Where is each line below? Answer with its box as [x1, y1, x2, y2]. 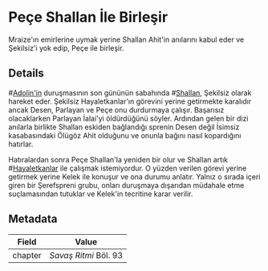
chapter [12, 249, 42, 261]
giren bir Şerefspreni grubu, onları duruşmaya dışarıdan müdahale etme [8, 180, 245, 190]
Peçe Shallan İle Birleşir [8, 8, 169, 27]
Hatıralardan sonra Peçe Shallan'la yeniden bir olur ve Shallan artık [8, 154, 229, 164]
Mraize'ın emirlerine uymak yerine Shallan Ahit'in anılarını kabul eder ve [8, 35, 245, 44]
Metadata [8, 212, 58, 226]
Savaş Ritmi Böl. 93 [49, 249, 123, 261]
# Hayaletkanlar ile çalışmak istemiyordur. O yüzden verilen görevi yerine [8, 163, 247, 173]
